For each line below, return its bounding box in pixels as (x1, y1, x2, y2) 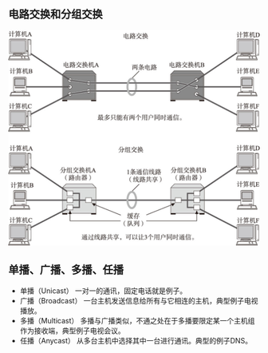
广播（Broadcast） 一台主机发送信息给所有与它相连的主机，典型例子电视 (19, 295, 258, 305)
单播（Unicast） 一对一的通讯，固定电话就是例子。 (19, 286, 187, 295)
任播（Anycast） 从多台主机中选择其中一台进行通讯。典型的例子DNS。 (19, 335, 253, 345)
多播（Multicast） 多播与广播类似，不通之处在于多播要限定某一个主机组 (19, 315, 255, 325)
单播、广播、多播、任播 (8, 263, 124, 277)
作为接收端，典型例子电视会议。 (19, 326, 125, 335)
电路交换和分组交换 (8, 7, 103, 22)
